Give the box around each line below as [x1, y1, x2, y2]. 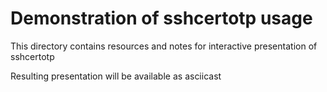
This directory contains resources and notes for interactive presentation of [10, 40, 318, 52]
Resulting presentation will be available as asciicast [10, 70, 222, 82]
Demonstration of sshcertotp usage [10, 7, 313, 30]
